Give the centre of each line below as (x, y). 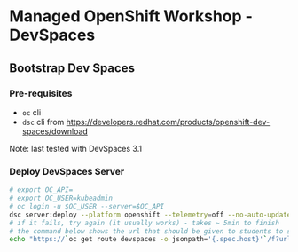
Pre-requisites (41, 93)
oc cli (31, 112)
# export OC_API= (41, 190)
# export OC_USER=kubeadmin (61, 198)
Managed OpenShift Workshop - (131, 16)
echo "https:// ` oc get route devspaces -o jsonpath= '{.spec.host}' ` (138, 240)
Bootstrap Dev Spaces (72, 68)
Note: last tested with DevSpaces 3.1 (76, 148)
